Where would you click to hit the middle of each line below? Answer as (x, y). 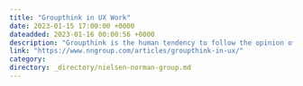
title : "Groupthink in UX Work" (70, 17)
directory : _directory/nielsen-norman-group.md (101, 68)
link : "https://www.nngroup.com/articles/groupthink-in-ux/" (127, 51)
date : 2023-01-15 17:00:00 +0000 (72, 26)
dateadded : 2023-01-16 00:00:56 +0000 (82, 34)
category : (28, 59)
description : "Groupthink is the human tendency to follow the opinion (147, 43)
